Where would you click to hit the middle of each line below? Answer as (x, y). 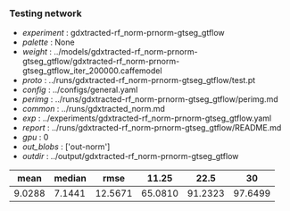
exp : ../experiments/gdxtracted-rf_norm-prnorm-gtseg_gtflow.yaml (147, 118)
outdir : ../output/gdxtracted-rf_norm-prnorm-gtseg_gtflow (130, 156)
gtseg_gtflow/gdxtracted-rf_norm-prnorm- (101, 62)
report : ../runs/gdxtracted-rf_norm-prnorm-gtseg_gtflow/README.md (152, 128)
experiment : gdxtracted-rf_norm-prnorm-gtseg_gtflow (123, 33)
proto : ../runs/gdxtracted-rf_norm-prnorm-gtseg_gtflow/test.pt (139, 80)
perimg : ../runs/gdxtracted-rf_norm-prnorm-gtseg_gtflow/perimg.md (150, 99)
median (70, 179)
